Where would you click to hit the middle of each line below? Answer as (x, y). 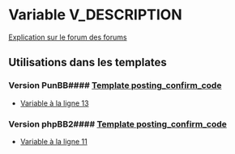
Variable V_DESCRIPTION (95, 15)
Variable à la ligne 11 (53, 141)
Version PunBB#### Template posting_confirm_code (115, 85)
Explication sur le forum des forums (68, 37)
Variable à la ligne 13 (54, 103)
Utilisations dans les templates (88, 62)
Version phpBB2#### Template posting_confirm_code (117, 124)
